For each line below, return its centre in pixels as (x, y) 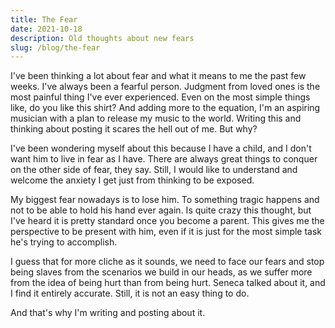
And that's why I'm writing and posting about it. (108, 313)
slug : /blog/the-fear (55, 47)
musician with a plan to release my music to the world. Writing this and (156, 118)
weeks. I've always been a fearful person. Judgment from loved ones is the (165, 87)
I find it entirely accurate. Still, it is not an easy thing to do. (130, 293)
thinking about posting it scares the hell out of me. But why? (134, 129)
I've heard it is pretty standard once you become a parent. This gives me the (167, 221)
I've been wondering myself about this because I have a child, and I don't (161, 148)
